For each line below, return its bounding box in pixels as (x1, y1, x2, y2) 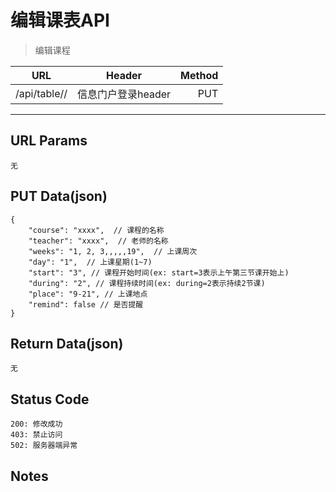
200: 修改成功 (10, 419, 63, 430)
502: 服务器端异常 (10, 441, 78, 451)
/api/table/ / (15, 86, 68, 100)
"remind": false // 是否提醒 (28, 299, 144, 310)
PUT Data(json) (10, 188, 108, 205)
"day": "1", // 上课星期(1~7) (28, 257, 153, 267)
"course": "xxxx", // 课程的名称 (28, 225, 165, 235)
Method (180, 68, 219, 82)
